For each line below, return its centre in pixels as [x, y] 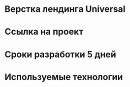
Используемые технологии [64, 77]
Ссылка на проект [44, 32]
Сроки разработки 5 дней [60, 54]
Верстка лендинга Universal [65, 9]
